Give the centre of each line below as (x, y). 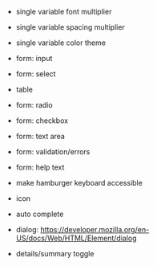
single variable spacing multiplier (70, 27)
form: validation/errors (53, 151)
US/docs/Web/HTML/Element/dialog (76, 238)
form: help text (40, 167)
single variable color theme (61, 43)
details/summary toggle (55, 254)
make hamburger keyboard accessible (79, 183)
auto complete (40, 214)
